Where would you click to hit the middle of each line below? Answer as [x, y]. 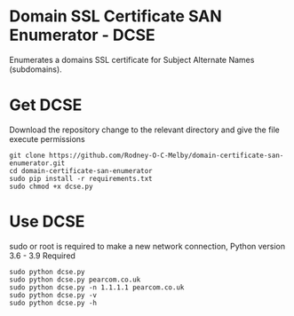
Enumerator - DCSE [82, 35]
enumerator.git [37, 163]
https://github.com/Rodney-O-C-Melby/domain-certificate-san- [166, 155]
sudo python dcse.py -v [53, 295]
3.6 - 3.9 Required [42, 256]
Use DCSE [47, 221]
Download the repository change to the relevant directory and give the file [144, 130]
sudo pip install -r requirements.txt [81, 178]
